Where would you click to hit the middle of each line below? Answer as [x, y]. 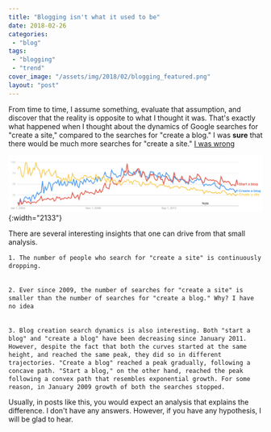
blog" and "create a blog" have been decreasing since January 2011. [128, 339]
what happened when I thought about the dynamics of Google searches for [133, 126]
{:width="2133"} [35, 218]
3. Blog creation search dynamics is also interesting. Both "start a [129, 331]
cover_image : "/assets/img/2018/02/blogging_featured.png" [110, 77]
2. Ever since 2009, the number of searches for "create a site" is [126, 291]
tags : [17, 51]
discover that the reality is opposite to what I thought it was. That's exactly [132, 118]
